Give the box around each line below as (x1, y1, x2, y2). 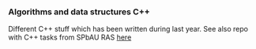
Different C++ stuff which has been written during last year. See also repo (8, 24, 249, 34)
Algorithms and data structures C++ (8, 6, 150, 17)
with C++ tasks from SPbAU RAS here (8, 32, 132, 42)
